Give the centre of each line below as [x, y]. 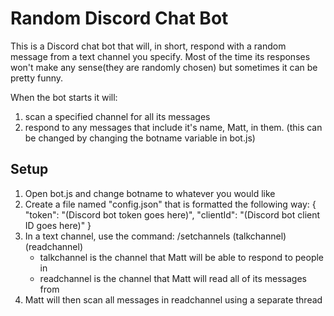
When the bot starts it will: [64, 97]
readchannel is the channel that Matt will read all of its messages [173, 278]
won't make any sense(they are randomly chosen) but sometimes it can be [164, 67]
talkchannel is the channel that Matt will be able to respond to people [182, 257]
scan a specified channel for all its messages [117, 116]
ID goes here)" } [58, 225]
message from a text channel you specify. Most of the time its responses [160, 56]
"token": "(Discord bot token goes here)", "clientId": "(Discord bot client [172, 214]
